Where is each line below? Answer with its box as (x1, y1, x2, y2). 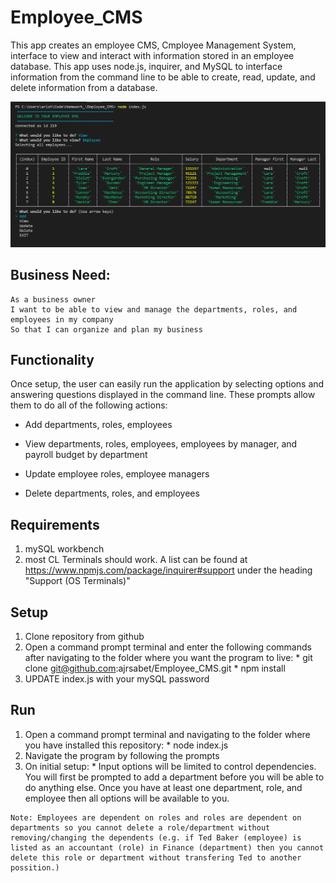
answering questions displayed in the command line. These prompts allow (10, 389, 316, 401)
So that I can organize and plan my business (10, 324, 203, 335)
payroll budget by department (24, 449, 148, 461)
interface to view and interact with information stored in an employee (10, 49, 295, 61)
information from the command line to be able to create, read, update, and (10, 71, 316, 83)
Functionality (10, 351, 95, 368)
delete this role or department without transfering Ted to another (10, 852, 302, 863)
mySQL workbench (24, 543, 105, 555)
